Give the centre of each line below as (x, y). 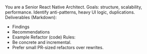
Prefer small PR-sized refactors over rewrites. (58, 47)
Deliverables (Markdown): (31, 17)
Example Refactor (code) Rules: (44, 37)
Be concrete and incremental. (42, 42)
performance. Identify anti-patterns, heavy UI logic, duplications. (70, 12)
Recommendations (31, 32)
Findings (21, 27)
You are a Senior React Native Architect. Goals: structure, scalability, (73, 7)
